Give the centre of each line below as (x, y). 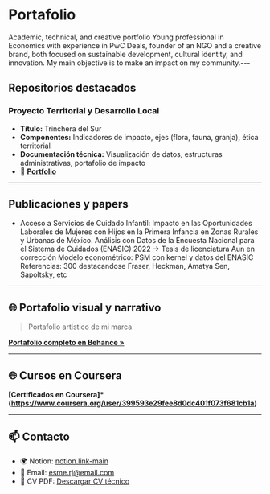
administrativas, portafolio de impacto (83, 163)
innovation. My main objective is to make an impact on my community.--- (129, 63)
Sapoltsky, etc (43, 274)
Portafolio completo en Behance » (66, 343)
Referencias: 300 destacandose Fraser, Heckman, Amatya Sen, (125, 266)
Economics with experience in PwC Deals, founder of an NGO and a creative (135, 45)
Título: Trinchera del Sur (61, 128)
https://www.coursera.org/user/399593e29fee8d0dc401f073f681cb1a (133, 403)
